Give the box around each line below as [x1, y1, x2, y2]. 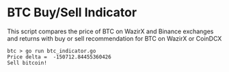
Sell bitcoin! [7, 59, 48, 66]
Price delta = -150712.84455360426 [7, 53, 111, 60]
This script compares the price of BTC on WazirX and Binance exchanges [7, 27, 214, 35]
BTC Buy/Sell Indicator [7, 5, 137, 20]
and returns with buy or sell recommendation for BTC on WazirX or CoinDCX [7, 34, 222, 42]
